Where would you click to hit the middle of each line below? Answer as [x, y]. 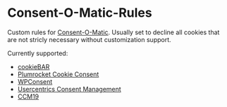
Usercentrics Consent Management [69, 89]
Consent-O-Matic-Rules [80, 13]
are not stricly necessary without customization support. [89, 39]
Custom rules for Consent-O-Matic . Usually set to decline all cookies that [114, 32]
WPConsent [35, 81]
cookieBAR [33, 66]
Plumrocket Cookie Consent [58, 74]
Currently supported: [38, 53]
